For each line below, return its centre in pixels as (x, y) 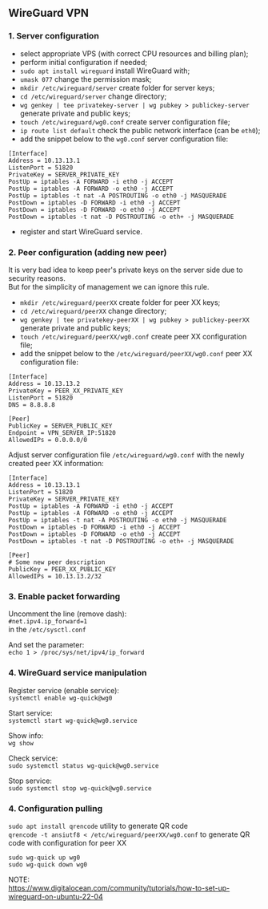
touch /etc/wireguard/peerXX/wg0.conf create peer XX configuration (133, 336)
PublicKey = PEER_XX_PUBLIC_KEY (62, 569)
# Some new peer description (57, 562)
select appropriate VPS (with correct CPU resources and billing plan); (134, 53)
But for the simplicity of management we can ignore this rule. (109, 286)
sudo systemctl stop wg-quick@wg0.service (80, 788)
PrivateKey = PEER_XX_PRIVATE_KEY (66, 391)
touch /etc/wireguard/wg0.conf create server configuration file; (125, 122)
